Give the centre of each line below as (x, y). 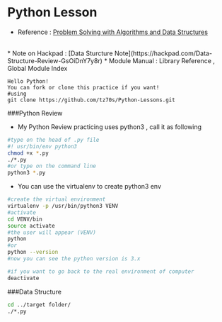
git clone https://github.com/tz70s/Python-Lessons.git (91, 100)
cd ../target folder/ (39, 305)
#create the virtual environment (57, 199)
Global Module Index (37, 68)
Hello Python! (28, 81)
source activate (31, 226)
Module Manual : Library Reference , (162, 60)
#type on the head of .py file (53, 140)
